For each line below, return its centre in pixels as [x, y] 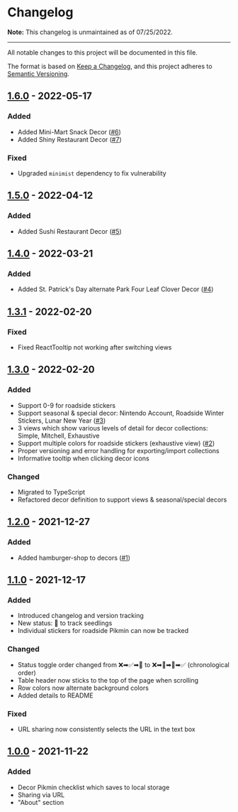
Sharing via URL [41, 795]
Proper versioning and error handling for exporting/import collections [118, 450]
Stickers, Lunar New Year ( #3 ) [62, 421]
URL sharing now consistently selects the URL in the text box [107, 729]
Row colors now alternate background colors [83, 688]
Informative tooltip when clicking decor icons [84, 458]
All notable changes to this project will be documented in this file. [103, 52]
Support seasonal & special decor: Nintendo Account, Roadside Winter [121, 413]
